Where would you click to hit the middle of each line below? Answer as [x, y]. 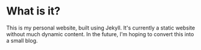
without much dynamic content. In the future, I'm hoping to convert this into [100, 34]
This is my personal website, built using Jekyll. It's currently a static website [101, 28]
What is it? [33, 11]
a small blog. [22, 40]
